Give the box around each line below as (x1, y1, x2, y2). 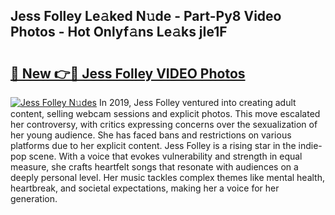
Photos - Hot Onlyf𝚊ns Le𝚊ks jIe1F (10, 24, 228, 41)
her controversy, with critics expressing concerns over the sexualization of (10, 119, 318, 130)
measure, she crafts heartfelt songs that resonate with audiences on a (10, 161, 299, 173)
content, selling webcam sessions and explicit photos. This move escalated (10, 108, 321, 119)
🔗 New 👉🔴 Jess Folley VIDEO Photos (10, 65, 246, 82)
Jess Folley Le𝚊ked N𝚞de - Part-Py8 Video (10, 8, 282, 25)
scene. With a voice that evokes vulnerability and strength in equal (28, 150, 303, 162)
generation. (10, 193, 58, 204)
